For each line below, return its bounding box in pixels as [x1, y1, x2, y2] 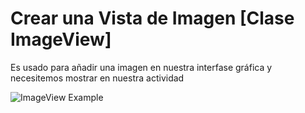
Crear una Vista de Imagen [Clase [10, 7, 295, 30]
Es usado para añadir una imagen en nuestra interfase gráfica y [10, 61, 273, 73]
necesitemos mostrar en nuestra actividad [10, 72, 185, 84]
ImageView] [10, 28, 112, 51]
